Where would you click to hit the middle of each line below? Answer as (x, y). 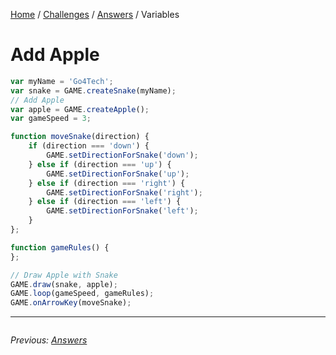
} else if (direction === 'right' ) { (107, 183)
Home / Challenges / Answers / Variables (95, 14)
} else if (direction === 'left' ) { (105, 202)
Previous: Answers (49, 340)
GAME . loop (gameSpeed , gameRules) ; (82, 294)
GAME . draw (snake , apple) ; (64, 284)
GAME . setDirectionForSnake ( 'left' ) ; (122, 211)
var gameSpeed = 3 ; (51, 119)
